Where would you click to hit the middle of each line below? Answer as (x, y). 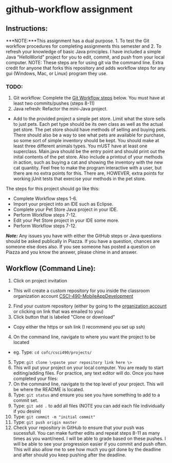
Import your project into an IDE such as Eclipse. (63, 204)
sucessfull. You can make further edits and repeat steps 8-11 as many (87, 433)
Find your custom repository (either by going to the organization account (90, 306)
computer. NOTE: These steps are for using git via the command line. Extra (85, 62)
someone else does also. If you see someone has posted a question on (81, 247)
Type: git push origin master (45, 422)
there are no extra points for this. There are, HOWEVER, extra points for (89, 173)
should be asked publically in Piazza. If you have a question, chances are (83, 241)
